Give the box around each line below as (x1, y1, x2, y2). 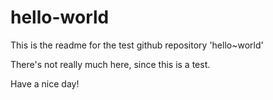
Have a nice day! (10, 77, 80, 90)
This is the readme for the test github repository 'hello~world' (10, 39, 264, 51)
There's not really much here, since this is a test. (10, 58, 211, 70)
